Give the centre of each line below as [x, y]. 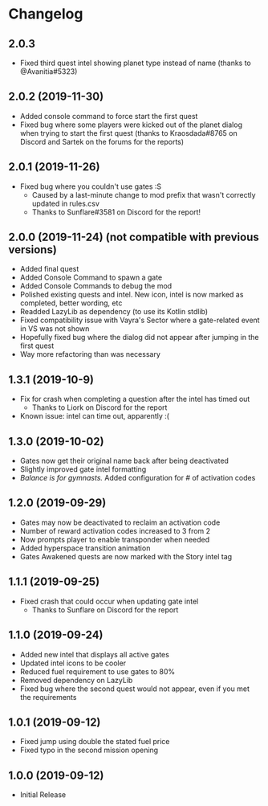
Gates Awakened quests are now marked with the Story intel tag [126, 556]
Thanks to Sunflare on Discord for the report [105, 610]
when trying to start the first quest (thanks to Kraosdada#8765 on [129, 133]
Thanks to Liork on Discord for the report [99, 407]
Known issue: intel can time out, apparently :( [95, 416]
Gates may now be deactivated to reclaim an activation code [120, 522]
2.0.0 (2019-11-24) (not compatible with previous [134, 237]
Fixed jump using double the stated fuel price [95, 742]
